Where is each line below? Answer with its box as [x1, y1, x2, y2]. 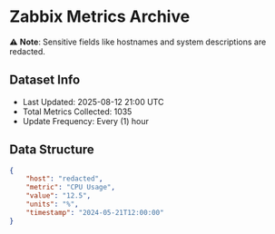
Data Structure [9, 142, 95, 158]
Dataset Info [9, 73, 81, 88]
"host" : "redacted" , [25, 174, 103, 183]
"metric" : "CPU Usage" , [25, 183, 116, 192]
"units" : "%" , [25, 200, 79, 210]
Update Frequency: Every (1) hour [22, 115, 150, 126]
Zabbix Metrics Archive [9, 6, 191, 27]
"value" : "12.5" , [25, 191, 92, 200]
